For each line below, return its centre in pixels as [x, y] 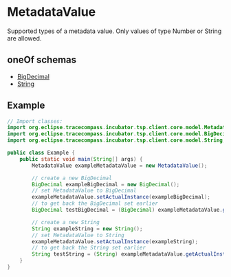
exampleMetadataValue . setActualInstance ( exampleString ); [115, 241]
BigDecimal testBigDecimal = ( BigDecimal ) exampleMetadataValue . [128, 210]
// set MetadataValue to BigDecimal [84, 191]
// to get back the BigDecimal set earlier [95, 203]
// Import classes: [35, 121]
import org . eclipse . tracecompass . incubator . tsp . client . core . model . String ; [117, 141]
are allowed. [24, 38]
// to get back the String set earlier [89, 248]
